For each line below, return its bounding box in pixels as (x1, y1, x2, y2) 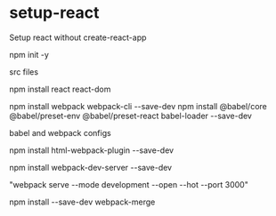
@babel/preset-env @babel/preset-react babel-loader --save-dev (9, 110, 252, 121)
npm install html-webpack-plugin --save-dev (9, 145, 175, 156)
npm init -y (9, 49, 49, 60)
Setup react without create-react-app (9, 32, 147, 43)
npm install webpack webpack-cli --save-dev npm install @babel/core (9, 100, 267, 111)
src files (9, 66, 38, 77)
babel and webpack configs (9, 127, 111, 138)
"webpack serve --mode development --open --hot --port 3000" (9, 179, 249, 189)
